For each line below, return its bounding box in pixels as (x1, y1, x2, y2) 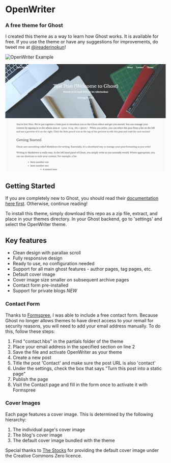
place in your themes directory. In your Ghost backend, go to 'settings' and (5, 216, 162, 222)
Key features (5, 236, 47, 245)
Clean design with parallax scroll (12, 250, 81, 256)
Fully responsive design (12, 255, 63, 261)
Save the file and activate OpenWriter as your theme (12, 349, 122, 355)
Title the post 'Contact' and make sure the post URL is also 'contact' (12, 359, 156, 366)
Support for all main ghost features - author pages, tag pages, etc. (12, 266, 152, 272)
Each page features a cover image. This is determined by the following (5, 411, 154, 417)
